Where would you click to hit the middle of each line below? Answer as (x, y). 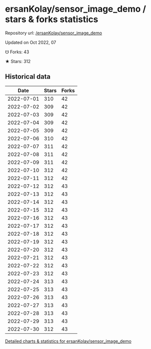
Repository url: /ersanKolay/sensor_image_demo (54, 33)
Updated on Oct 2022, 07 (31, 42)
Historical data (28, 77)
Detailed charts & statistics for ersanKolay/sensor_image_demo (68, 341)
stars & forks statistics (52, 19)
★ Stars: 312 (18, 61)
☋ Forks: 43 (17, 52)
